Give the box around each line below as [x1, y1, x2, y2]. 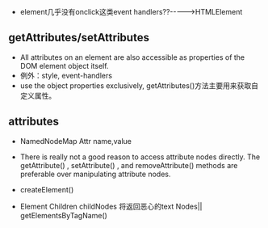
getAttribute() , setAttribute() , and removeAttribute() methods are [19, 160, 238, 170]
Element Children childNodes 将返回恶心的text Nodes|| [19, 201, 203, 211]
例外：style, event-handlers [19, 70, 113, 80]
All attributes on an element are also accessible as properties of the [19, 52, 245, 62]
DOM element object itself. [19, 61, 109, 70]
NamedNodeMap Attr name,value [19, 136, 132, 146]
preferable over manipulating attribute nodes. [19, 169, 171, 179]
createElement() [19, 184, 74, 194]
